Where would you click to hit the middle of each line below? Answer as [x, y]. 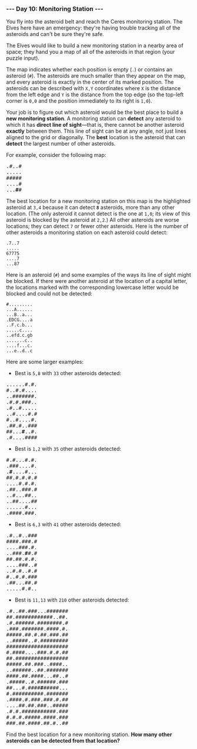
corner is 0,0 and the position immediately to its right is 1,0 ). [79, 101]
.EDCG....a [19, 320]
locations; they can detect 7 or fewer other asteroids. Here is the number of [97, 226]
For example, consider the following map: [56, 155]
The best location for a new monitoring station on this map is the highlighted [98, 201]
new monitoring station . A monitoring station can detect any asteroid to [94, 119]
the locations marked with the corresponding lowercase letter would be [93, 287]
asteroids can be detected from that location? [63, 741]
